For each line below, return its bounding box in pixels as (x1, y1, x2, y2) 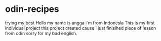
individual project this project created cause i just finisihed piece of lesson (5, 25, 157, 31)
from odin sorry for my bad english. (5, 30, 78, 36)
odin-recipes (5, 3, 59, 15)
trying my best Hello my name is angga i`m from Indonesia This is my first (5, 20, 155, 26)
